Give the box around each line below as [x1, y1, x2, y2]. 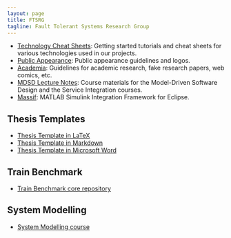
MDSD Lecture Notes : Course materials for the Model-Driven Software [17, 79, 218, 87]
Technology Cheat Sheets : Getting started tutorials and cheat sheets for [17, 42, 222, 50]
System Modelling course [17, 222, 90, 231]
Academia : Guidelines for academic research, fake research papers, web [17, 63, 225, 72]
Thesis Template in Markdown [17, 139, 103, 147]
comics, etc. [17, 71, 52, 79]
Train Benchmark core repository [17, 184, 112, 192]
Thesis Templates [7, 113, 86, 125]
